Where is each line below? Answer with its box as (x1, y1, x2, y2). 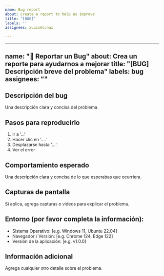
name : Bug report (5, 7, 41, 12)
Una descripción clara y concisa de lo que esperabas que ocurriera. (5, 174, 142, 180)
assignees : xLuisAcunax (5, 25, 54, 30)
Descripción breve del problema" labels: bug (5, 67, 144, 75)
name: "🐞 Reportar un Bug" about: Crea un (5, 52, 138, 60)
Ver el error (12, 147, 35, 153)
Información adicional (5, 252, 73, 260)
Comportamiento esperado (5, 161, 89, 169)
